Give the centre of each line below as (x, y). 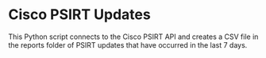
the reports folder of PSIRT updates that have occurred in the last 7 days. (128, 44)
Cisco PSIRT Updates (79, 15)
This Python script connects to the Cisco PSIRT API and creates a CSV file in (133, 37)
